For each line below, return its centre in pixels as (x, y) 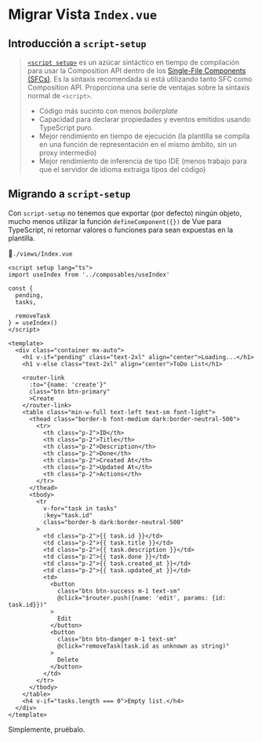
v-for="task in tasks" (80, 509)
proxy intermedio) (68, 152)
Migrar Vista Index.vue (83, 15)
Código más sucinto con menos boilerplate (109, 111)
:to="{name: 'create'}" (68, 384)
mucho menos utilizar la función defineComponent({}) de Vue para (115, 221)
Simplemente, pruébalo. (47, 729)
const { (21, 288)
